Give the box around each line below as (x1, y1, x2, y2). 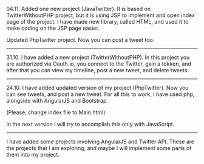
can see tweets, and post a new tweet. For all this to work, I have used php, (6, 91, 195, 98)
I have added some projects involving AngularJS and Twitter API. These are (6, 138, 195, 145)
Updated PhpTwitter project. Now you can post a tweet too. (6, 36, 155, 43)
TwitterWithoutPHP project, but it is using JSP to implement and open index (6, 12, 195, 19)
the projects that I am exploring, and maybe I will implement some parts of (6, 145, 192, 151)
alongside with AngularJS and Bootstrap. (6, 97, 108, 104)
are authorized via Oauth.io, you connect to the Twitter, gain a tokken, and (6, 60, 191, 67)
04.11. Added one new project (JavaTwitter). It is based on (6, 5, 151, 12)
